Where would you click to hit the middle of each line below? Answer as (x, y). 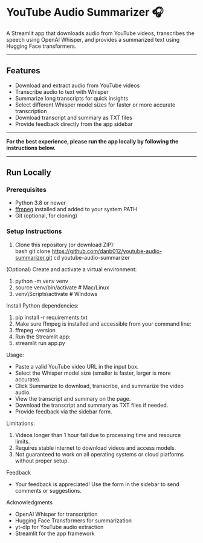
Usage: (15, 355)
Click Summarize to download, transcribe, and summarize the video (99, 386)
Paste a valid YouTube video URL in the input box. (77, 366)
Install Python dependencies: (42, 305)
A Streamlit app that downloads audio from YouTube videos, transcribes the (100, 33)
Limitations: (21, 423)
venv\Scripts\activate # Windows (56, 294)
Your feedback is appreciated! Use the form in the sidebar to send (97, 484)
